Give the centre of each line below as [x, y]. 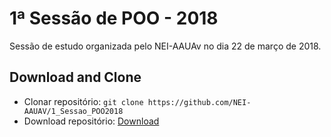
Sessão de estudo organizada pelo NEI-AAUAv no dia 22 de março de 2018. [165, 46]
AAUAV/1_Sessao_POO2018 [73, 111]
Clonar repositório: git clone [83, 101]
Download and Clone [75, 77]
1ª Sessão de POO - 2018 [114, 18]
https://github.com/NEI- [199, 102]
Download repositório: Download [91, 121]
